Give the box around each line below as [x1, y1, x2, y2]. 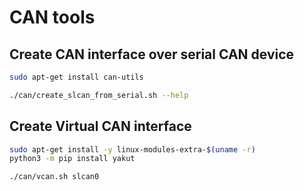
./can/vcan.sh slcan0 [9, 172, 100, 182]
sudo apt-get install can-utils [9, 72, 144, 82]
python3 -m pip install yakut [9, 154, 136, 164]
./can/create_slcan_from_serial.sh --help [9, 90, 189, 100]
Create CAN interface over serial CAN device [9, 46, 295, 63]
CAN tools [9, 6, 96, 29]
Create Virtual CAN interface [9, 118, 192, 135]
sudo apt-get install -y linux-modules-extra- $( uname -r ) [9, 144, 256, 155]
